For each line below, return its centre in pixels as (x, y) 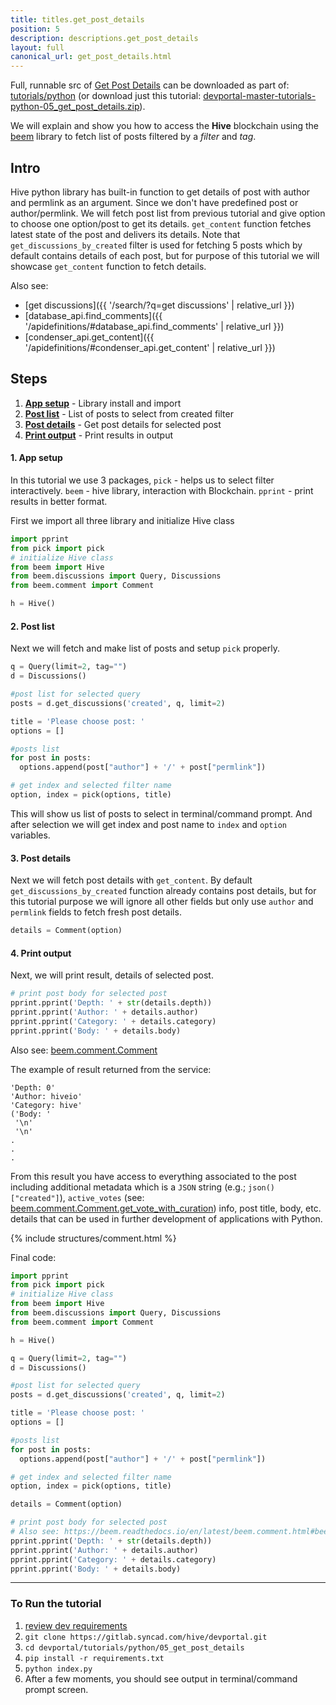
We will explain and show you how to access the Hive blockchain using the (165, 126)
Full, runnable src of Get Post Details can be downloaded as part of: (150, 85)
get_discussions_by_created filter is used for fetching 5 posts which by (156, 245)
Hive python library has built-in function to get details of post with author (160, 192)
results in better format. (59, 501)
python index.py (58, 1669)
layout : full (37, 47)
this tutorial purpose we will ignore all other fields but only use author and (162, 902)
